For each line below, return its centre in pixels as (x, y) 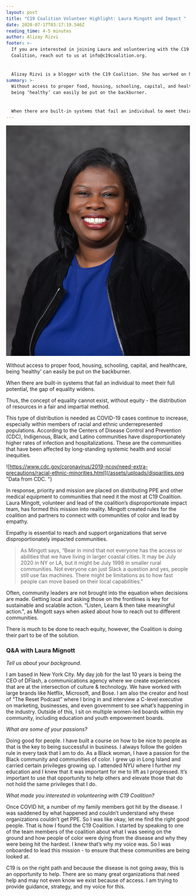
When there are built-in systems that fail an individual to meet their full (90, 383)
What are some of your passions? (47, 729)
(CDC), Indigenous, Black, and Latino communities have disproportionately (96, 437)
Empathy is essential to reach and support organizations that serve (87, 533)
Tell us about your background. (44, 663)
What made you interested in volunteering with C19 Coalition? (80, 795)
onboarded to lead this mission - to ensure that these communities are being (98, 850)
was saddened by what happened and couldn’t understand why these (90, 813)
